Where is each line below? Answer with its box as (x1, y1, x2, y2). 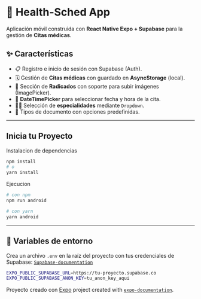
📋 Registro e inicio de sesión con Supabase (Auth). (14, 65, 142, 72)
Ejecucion (6, 181, 31, 188)
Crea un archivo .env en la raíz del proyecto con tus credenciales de (6, 252, 175, 259)
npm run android (6, 197, 47, 204)
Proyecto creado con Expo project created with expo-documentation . (6, 286, 174, 294)
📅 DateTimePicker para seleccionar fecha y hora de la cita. (14, 95, 161, 102)
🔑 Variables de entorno (6, 236, 93, 246)
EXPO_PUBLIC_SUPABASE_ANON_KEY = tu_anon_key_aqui (6, 275, 130, 282)
